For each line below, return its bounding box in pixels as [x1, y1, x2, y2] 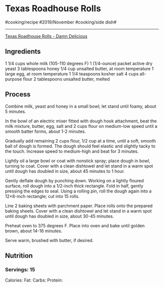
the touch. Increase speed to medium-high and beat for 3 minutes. [5, 148, 139, 154]
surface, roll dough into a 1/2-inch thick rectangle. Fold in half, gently [5, 183, 143, 189]
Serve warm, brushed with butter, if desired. [5, 237, 94, 243]
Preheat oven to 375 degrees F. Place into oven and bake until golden [5, 222, 145, 228]
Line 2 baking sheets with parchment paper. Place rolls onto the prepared [5, 203, 153, 209]
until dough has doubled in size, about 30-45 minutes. [5, 213, 114, 219]
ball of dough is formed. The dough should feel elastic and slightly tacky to [5, 143, 156, 149]
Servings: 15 [5, 266, 35, 273]
